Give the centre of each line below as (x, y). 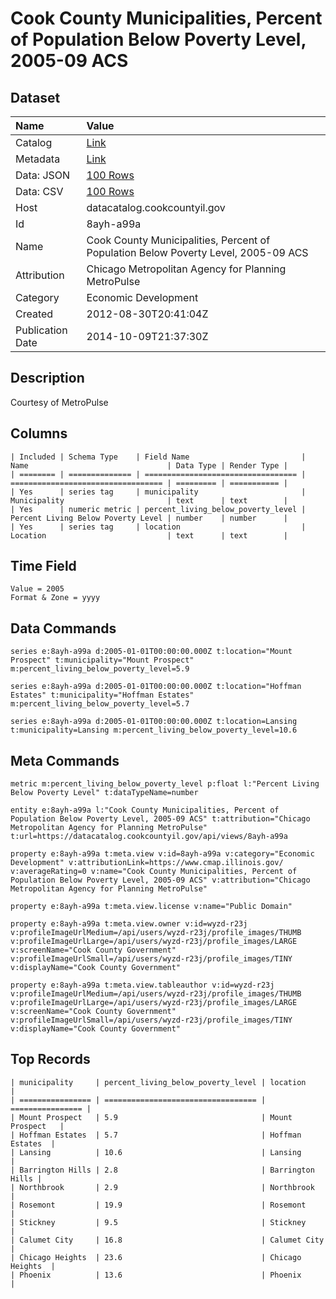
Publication (41, 330)
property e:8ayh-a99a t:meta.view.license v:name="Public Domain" (151, 907)
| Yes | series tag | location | (158, 527)
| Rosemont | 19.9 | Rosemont (158, 1205)
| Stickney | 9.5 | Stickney (158, 1222)
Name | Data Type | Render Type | (149, 465)
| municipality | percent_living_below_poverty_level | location (158, 1082)
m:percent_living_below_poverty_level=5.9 (100, 669)
